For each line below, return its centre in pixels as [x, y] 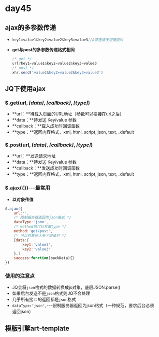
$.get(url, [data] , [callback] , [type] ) [48, 103]
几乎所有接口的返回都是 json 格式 [44, 299]
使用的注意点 [20, 276]
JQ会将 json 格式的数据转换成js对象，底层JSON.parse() [66, 287]
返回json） [23, 312]
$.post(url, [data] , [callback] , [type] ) [49, 145]
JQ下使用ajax [25, 88]
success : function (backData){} [44, 258]
